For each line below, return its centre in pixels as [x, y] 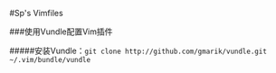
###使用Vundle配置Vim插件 [61, 32]
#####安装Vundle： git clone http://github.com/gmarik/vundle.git [138, 50]
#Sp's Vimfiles [36, 13]
